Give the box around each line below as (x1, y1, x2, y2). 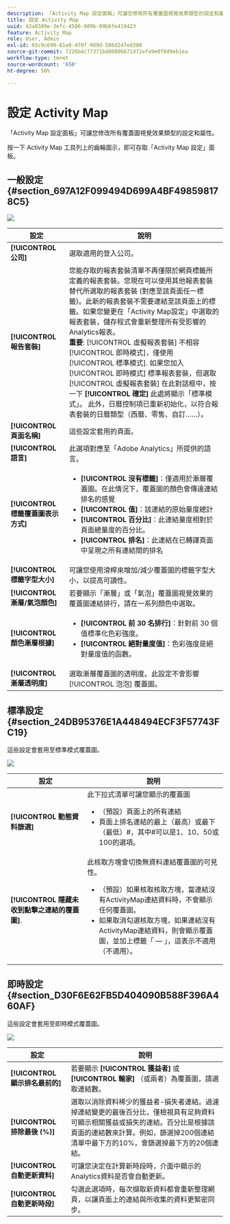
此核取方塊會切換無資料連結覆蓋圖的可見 (87, 858, 218, 867)
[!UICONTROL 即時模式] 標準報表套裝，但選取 (68, 369, 217, 378)
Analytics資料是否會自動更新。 (71, 1171, 170, 1181)
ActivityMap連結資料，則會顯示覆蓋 (99, 926, 214, 936)
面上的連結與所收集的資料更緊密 (105, 1195, 208, 1204)
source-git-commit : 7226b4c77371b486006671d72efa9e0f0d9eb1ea (7, 49, 188, 55)
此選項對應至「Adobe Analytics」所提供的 (68, 444, 205, 453)
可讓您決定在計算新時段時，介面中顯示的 (71, 1161, 201, 1171)
